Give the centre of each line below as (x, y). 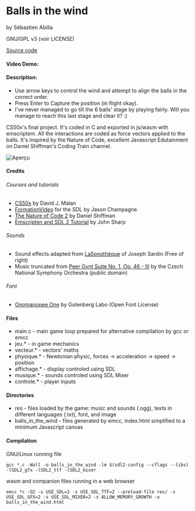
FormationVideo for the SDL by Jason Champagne (76, 209)
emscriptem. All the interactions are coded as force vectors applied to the (96, 133)
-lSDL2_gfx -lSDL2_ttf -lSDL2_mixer (51, 470)
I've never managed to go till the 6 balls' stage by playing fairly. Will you (102, 109)
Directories (20, 395)
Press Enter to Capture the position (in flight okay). (76, 103)
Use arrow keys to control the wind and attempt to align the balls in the (101, 91)
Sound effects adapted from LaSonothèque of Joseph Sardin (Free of (99, 253)
